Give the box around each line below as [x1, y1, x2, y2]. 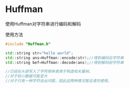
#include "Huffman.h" [5, 41, 51, 46]
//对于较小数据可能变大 [5, 74, 48, 79]
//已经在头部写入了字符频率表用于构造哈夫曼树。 [5, 69, 93, 74]
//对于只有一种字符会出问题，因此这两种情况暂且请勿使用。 [5, 78, 112, 83]
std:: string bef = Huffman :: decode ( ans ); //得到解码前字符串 [5, 60, 124, 65]
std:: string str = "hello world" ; [5, 50, 73, 56]
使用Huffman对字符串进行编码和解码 [5, 21, 81, 27]
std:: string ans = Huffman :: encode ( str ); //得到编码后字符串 [5, 55, 124, 60]
